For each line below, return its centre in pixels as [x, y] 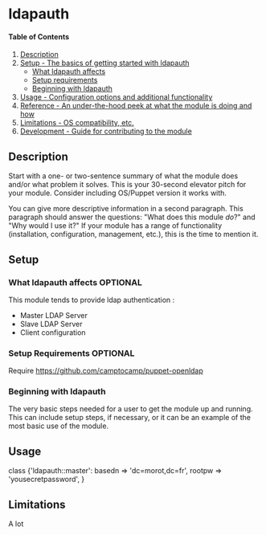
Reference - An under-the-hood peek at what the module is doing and [136, 106]
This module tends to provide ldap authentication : [92, 300]
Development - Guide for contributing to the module [106, 131]
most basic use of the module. [59, 426]
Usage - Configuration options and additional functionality [116, 97]
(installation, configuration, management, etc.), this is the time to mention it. [133, 235]
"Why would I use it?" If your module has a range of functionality [115, 226]
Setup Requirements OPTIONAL [72, 353]
